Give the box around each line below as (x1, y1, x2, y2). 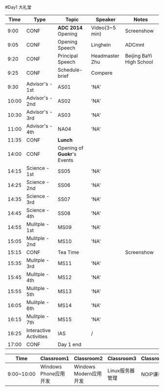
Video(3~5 (91, 24, 116, 31)
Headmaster (91, 53, 120, 59)
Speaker (96, 16, 116, 23)
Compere (91, 70, 113, 76)
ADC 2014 (58, 24, 83, 31)
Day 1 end (58, 341, 82, 348)
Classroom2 (74, 355, 103, 362)
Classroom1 (40, 355, 69, 362)
